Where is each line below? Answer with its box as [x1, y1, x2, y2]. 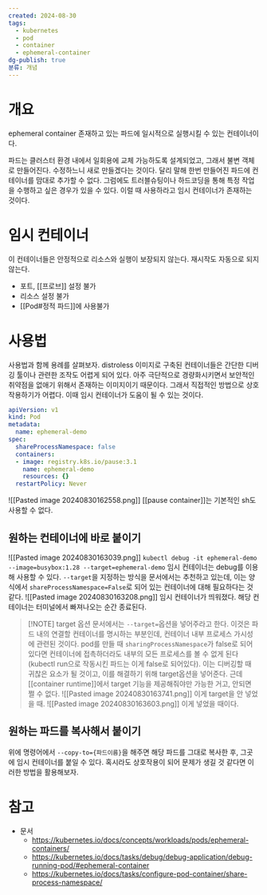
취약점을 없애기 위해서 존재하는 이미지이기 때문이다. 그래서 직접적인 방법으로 [8, 380, 245, 390]
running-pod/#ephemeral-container [31, 860, 150, 870]
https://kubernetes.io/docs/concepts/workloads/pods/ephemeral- [31, 835, 249, 845]
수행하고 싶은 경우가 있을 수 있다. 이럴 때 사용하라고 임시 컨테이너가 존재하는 [16, 185, 253, 195]
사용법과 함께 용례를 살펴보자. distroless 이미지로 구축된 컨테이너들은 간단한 [8, 360, 245, 370]
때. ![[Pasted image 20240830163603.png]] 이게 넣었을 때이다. [36, 699, 239, 708]
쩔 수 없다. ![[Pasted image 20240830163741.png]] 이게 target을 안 [27, 689, 244, 699]
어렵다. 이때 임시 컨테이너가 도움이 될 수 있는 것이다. [42, 390, 204, 399]
